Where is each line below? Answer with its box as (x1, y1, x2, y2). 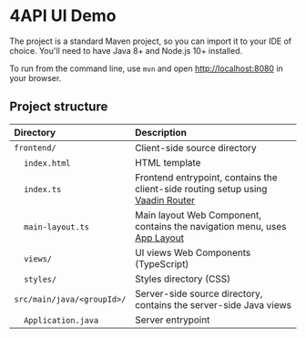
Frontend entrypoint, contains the (135, 170, 278, 183)
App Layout (135, 231, 185, 244)
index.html (24, 158, 71, 169)
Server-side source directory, (135, 287, 263, 300)
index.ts (24, 184, 62, 194)
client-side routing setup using (135, 182, 268, 195)
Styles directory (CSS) (135, 272, 231, 285)
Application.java (24, 315, 99, 325)
